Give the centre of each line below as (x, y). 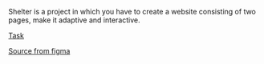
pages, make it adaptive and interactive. (74, 20)
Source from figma (39, 51)
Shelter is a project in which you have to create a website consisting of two (132, 12)
